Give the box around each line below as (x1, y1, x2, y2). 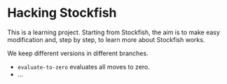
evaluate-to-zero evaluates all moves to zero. (17, 62, 151, 71)
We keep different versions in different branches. (7, 49, 149, 57)
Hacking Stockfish (7, 5, 117, 21)
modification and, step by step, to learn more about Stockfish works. (7, 35, 205, 43)
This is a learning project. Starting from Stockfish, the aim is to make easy (7, 28, 221, 36)
